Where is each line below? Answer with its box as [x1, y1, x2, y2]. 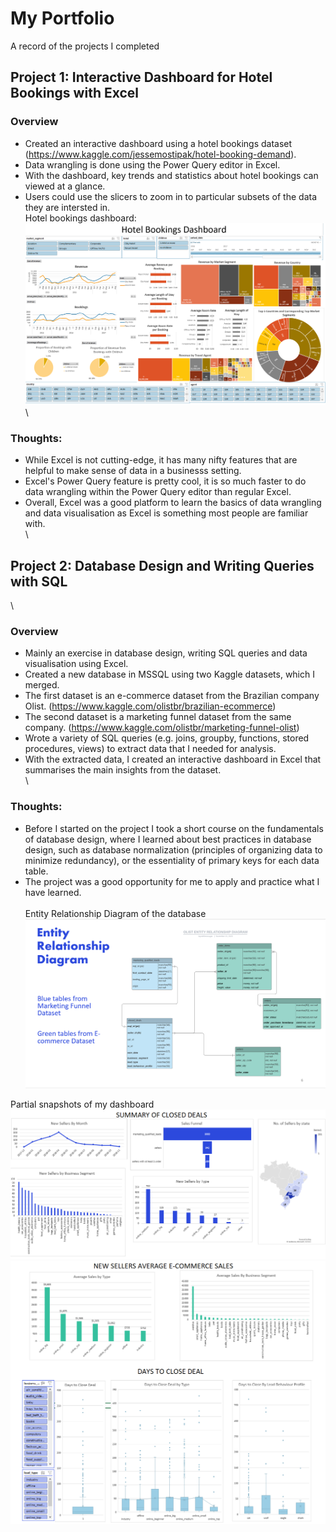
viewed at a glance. [24, 180, 106, 192]
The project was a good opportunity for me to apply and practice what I [24, 875, 320, 887]
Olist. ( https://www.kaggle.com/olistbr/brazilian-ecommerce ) [24, 700, 277, 712]
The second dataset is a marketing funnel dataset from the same [24, 711, 292, 723]
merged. [24, 679, 60, 691]
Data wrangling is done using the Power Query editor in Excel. [24, 158, 281, 171]
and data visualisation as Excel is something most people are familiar [24, 507, 309, 519]
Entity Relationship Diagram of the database [24, 907, 207, 919]
